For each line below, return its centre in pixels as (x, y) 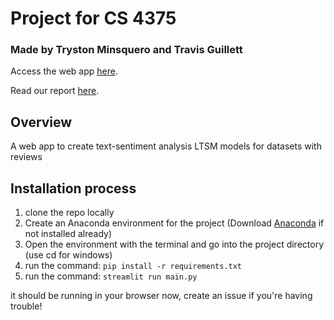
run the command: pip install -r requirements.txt (133, 266)
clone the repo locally (69, 213)
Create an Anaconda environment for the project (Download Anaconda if (174, 223)
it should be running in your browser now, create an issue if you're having (161, 296)
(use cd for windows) (68, 255)
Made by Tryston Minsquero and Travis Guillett (126, 50)
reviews (26, 157)
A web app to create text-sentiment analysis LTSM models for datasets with (166, 146)
